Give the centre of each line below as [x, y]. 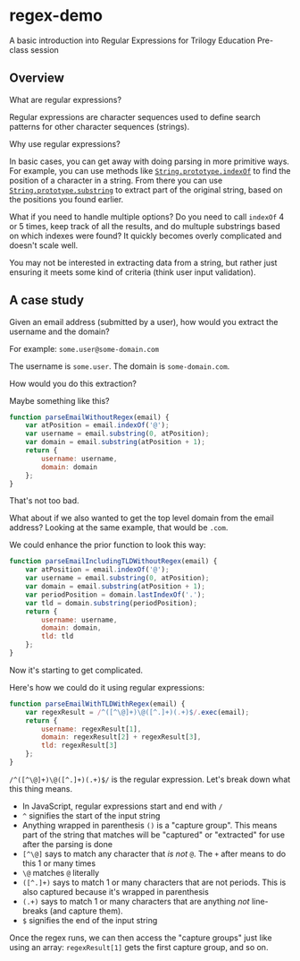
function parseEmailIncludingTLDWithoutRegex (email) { [113, 562]
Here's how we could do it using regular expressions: [107, 687]
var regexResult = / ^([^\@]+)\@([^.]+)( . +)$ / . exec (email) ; [137, 712]
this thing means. [41, 788]
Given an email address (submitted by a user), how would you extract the [144, 322]
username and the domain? [59, 331]
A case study [47, 300]
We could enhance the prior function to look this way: [108, 545]
